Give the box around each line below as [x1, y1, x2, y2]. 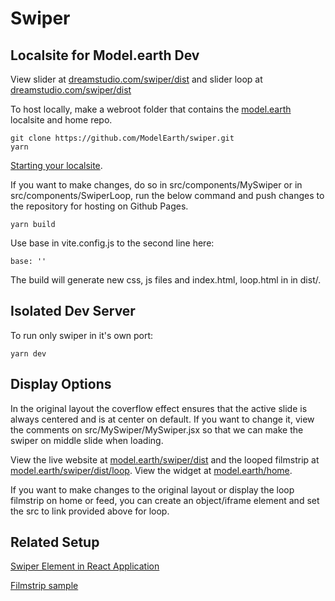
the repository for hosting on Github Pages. [10, 200, 189, 212]
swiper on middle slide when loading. [10, 434, 164, 446]
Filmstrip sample [10, 580, 79, 592]
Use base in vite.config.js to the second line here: [10, 237, 215, 249]
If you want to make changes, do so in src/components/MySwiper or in [10, 179, 303, 191]
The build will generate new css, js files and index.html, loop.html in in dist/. [10, 274, 322, 286]
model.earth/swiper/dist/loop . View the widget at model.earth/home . [10, 464, 293, 476]
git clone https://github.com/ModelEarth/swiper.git [10, 133, 235, 143]
